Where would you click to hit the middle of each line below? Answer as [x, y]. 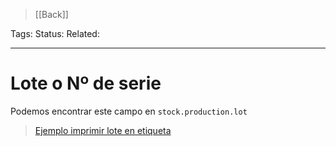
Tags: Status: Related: [55, 33]
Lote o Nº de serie [86, 83]
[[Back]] [51, 14]
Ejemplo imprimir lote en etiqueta [103, 130]
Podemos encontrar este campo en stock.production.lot [129, 111]
